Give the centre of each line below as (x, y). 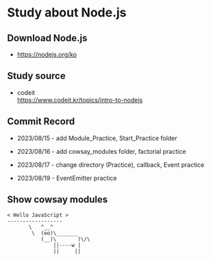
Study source (37, 76)
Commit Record (41, 122)
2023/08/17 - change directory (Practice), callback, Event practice (111, 164)
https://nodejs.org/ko (47, 54)
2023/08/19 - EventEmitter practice (67, 178)
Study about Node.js (67, 13)
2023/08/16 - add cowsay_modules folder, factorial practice (101, 151)
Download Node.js (47, 38)
